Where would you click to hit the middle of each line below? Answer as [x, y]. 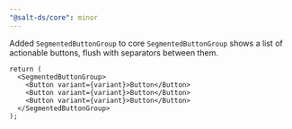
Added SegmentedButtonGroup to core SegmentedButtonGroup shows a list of [146, 43]
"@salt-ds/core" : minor [54, 17]
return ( [26, 69]
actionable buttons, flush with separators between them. [114, 52]
